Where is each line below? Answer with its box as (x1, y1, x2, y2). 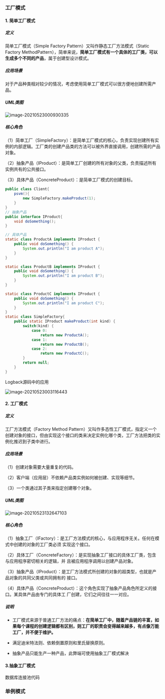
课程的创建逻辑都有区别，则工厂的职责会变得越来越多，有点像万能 (25, 623, 159, 629)
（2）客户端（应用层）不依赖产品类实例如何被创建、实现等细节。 (5, 475, 137, 480)
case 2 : (31, 346, 48, 351)
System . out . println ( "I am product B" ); (23, 273, 105, 278)
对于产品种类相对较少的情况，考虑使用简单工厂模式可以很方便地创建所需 (5, 81, 152, 87)
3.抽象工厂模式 (5, 662, 35, 668)
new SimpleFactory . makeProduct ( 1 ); (23, 196, 96, 201)
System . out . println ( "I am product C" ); (23, 300, 105, 305)
